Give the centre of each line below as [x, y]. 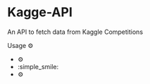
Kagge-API [40, 12]
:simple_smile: [38, 66]
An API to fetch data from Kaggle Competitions [75, 32]
